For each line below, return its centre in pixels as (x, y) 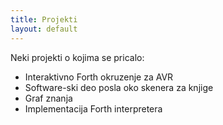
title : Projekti (44, 19)
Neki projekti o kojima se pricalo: (77, 57)
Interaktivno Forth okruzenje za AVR (99, 77)
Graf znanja (48, 98)
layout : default (44, 29)
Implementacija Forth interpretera (93, 108)
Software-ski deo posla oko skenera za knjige (119, 87)
